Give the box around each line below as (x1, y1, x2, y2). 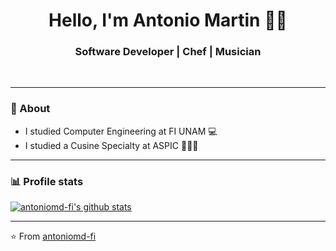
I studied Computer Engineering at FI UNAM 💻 (24, 125, 218, 137)
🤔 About (10, 102, 51, 116)
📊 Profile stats (10, 174, 84, 188)
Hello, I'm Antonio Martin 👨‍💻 (48, 9, 288, 32)
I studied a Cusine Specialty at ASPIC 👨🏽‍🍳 (24, 139, 199, 151)
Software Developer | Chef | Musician (74, 45, 262, 59)
